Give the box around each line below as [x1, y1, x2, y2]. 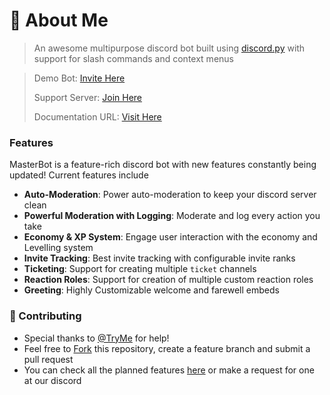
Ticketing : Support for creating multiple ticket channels [23, 263, 257, 275]
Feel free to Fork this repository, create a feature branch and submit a [23, 342, 311, 354]
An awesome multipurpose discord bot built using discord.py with [33, 42, 306, 54]
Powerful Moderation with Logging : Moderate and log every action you [23, 210, 321, 222]
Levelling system [23, 242, 94, 254]
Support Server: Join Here [33, 91, 143, 103]
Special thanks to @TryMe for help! [23, 332, 170, 344]
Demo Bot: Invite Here [33, 72, 126, 84]
